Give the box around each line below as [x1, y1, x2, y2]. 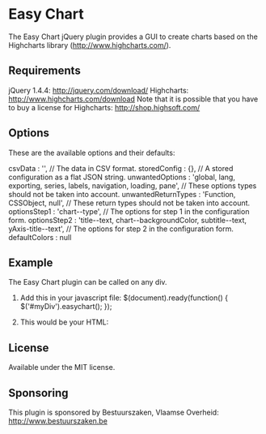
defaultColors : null [8, 232, 72, 242]
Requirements [8, 64, 81, 78]
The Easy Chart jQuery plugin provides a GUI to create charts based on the [8, 32, 259, 41]
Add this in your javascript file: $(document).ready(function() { [19, 293, 229, 303]
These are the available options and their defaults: [8, 148, 175, 157]
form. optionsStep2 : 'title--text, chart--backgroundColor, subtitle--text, [8, 215, 247, 225]
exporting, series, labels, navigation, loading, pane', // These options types [8, 180, 257, 191]
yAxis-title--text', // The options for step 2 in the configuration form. [8, 224, 234, 234]
